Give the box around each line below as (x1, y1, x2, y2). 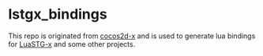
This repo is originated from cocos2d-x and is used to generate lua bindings (8, 31, 256, 40)
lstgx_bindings (8, 5, 108, 23)
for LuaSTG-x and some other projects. (8, 39, 136, 48)
